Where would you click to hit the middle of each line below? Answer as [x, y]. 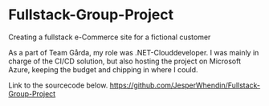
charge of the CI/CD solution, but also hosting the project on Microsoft [125, 61]
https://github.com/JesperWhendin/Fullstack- [185, 85]
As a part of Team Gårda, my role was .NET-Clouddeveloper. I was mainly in [134, 52]
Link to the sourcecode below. [58, 85]
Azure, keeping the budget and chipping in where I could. [103, 69]
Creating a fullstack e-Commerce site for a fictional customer [110, 37]
